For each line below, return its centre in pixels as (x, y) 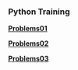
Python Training (39, 12)
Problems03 (28, 59)
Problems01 (28, 29)
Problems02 (28, 44)
